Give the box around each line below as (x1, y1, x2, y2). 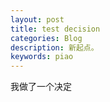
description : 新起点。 (10, 42, 99, 53)
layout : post (10, 14, 65, 25)
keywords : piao (10, 52, 74, 62)
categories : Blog (10, 33, 83, 43)
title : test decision (10, 24, 101, 34)
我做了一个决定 (10, 81, 72, 93)
